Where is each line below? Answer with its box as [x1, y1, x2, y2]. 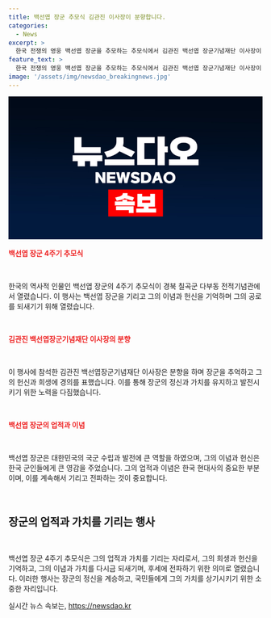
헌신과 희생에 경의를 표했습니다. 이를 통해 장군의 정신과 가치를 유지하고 [16, 377, 239, 387]
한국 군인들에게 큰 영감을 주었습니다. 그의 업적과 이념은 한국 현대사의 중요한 [8, 463, 245, 473]
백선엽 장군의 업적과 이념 [8, 420, 85, 430]
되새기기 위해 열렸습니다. [16, 301, 95, 311]
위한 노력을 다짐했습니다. [23, 388, 102, 397]
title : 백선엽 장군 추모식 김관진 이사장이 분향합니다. [8, 13, 166, 21]
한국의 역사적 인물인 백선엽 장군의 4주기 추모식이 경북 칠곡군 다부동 [8, 281, 219, 291]
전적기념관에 [220, 281, 261, 291]
